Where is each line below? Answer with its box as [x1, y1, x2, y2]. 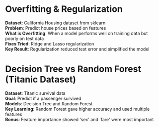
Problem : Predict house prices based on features [5, 25, 106, 31]
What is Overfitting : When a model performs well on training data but [5, 30, 148, 36]
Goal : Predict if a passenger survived [5, 95, 81, 101]
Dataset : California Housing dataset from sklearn [5, 20, 106, 26]
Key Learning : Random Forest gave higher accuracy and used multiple [5, 106, 150, 112]
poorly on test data [5, 36, 44, 42]
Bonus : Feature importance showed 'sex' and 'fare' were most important [5, 116, 154, 122]
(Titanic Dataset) [5, 74, 76, 85]
